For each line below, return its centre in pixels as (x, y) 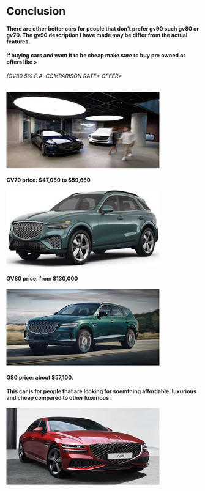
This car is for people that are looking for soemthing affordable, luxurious (102, 391)
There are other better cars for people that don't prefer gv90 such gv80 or (103, 28)
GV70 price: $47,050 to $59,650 (48, 180)
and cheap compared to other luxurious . (59, 398)
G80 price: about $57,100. (40, 377)
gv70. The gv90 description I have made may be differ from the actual (97, 35)
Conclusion (36, 11)
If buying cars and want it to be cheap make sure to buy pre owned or (96, 56)
